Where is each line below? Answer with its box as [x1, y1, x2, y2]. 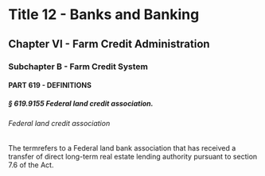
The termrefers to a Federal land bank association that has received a [8, 143, 236, 152]
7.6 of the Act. [8, 160, 54, 170]
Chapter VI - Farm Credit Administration [8, 37, 210, 51]
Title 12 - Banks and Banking [8, 6, 200, 24]
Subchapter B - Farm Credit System [8, 61, 149, 72]
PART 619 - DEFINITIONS [8, 81, 92, 90]
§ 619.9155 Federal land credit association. [8, 98, 154, 108]
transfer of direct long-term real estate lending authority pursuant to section [8, 151, 258, 161]
